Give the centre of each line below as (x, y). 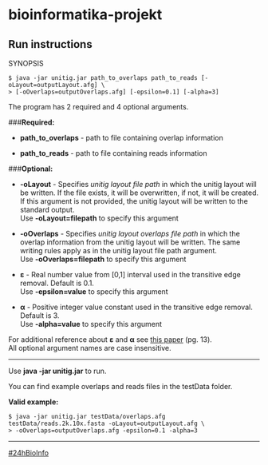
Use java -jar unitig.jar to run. (57, 371)
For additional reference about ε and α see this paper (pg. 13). (110, 340)
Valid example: (33, 402)
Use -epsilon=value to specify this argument (94, 292)
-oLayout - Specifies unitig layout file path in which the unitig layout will (138, 184)
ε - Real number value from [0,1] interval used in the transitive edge (130, 274)
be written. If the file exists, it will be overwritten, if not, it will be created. (139, 193)
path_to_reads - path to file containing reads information (113, 153)
